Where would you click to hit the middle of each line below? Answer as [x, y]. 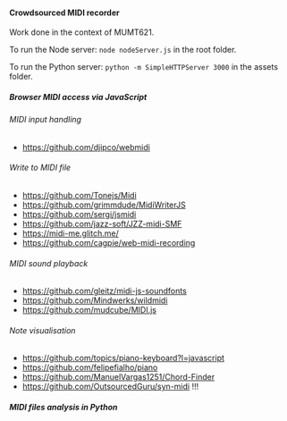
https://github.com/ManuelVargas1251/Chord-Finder [118, 377]
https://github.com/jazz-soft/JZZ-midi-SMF [102, 223]
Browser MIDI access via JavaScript [78, 97]
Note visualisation [42, 330]
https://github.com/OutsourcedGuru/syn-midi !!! [110, 387]
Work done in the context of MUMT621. [82, 32]
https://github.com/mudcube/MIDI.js [89, 310]
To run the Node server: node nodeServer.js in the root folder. [123, 50]
